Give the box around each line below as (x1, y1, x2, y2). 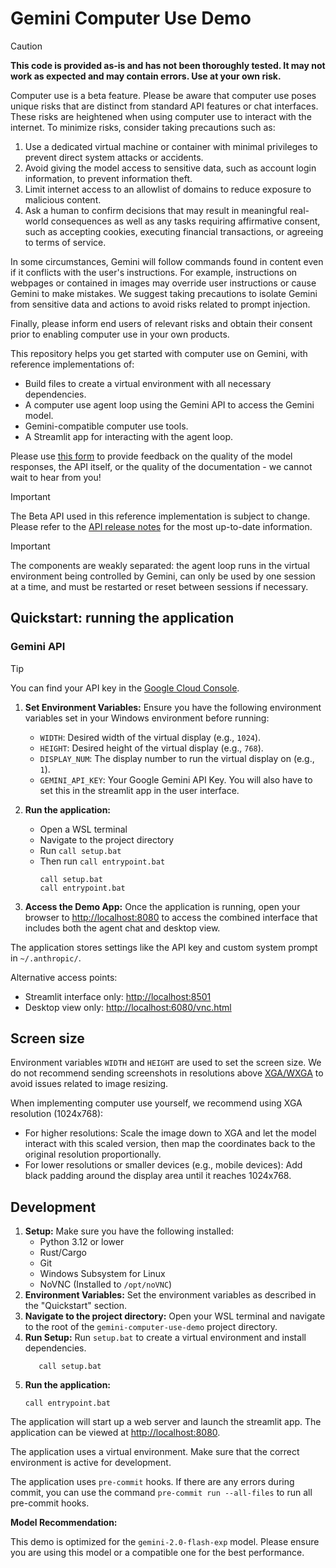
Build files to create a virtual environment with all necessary (24, 377, 272, 389)
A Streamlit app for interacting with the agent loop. (24, 430, 233, 442)
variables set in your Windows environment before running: (24, 712, 270, 724)
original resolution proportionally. (24, 1148, 162, 1161)
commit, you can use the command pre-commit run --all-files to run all (10, 1487, 313, 1499)
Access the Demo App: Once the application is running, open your (24, 900, 301, 912)
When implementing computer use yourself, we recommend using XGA (10, 1097, 303, 1109)
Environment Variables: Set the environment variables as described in (24, 1289, 317, 1301)
